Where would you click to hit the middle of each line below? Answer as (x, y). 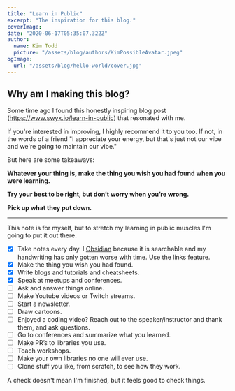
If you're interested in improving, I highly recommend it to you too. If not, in (115, 132)
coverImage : (24, 27)
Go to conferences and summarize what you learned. (94, 335)
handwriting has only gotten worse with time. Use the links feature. (114, 257)
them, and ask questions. (54, 327)
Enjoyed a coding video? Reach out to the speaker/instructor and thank (120, 319)
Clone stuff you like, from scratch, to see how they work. (99, 367)
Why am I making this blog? (69, 94)
